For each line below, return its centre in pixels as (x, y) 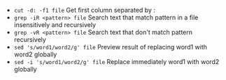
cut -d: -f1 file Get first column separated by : (85, 10)
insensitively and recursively (55, 25)
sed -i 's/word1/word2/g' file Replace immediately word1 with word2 (116, 62)
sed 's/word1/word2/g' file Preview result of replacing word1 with (111, 47)
